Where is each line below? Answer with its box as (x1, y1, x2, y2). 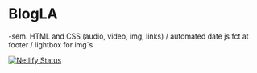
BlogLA (8, 5, 58, 23)
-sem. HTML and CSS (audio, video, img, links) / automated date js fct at (8, 31, 249, 41)
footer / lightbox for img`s (8, 39, 93, 49)
